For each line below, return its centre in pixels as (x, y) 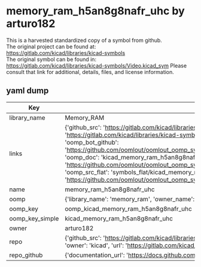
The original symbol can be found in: (51, 59)
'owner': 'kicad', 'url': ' (96, 245)
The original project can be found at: (51, 47)
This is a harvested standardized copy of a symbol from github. (84, 40)
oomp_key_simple (34, 218)
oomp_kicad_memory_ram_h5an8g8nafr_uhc (129, 208)
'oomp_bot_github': (92, 142)
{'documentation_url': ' (97, 255)
